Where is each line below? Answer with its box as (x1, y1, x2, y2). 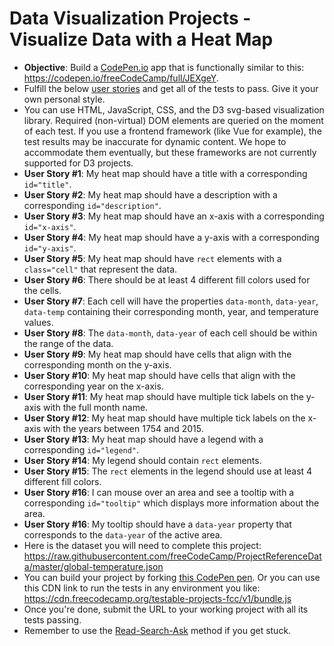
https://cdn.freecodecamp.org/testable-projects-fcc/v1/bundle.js (23, 592, 292, 604)
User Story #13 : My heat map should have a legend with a (23, 433, 264, 445)
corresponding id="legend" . (23, 443, 140, 456)
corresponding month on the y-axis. (23, 358, 172, 371)
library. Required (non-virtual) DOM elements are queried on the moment (23, 114, 324, 126)
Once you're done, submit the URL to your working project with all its (23, 603, 309, 615)
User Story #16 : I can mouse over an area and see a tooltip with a (23, 486, 295, 498)
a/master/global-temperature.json (23, 560, 164, 572)
